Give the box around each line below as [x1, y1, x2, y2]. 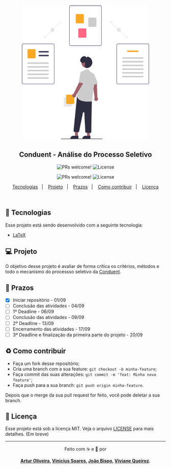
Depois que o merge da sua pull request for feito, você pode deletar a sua [5, 392, 160, 398]
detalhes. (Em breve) [5, 431, 49, 437]
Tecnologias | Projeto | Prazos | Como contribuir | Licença [12, 184, 159, 190]
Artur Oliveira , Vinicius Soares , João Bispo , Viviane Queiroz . [20, 458, 151, 464]
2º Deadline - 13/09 [12, 320, 54, 326]
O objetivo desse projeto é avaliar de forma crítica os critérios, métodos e [5, 263, 159, 269]
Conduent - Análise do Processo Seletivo [19, 151, 152, 159]
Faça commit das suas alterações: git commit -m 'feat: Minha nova [12, 371, 156, 377]
